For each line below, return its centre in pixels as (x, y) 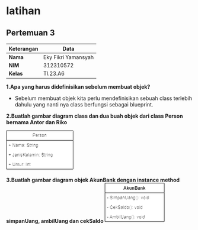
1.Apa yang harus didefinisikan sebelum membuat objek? (78, 86)
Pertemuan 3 (31, 33)
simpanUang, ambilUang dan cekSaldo (55, 221)
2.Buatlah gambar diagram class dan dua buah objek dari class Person (95, 116)
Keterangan (23, 48)
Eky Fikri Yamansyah (68, 57)
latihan (23, 11)
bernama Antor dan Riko (37, 122)
